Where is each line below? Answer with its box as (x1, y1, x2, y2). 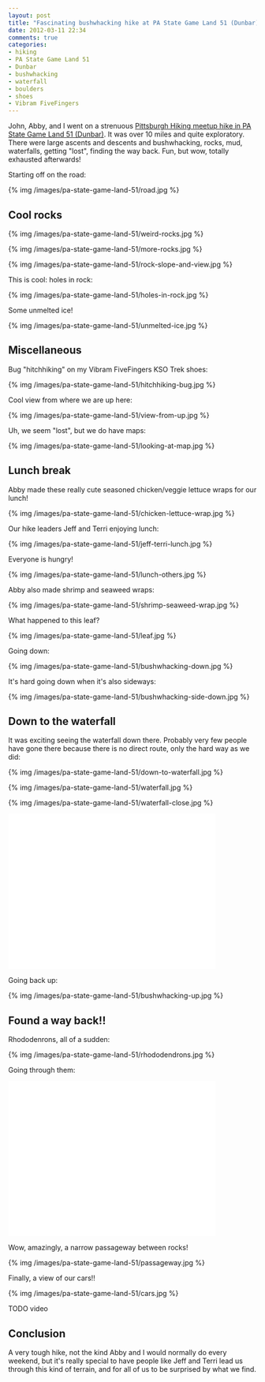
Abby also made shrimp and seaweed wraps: (8, 585, 155, 594)
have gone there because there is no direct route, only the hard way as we (8, 744, 250, 753)
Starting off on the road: (8, 170, 87, 180)
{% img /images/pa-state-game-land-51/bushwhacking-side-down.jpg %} (8, 692, 250, 701)
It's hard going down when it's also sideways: (8, 676, 156, 686)
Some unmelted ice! (8, 305, 73, 315)
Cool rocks (8, 208, 63, 222)
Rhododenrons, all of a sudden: (8, 1035, 110, 1044)
